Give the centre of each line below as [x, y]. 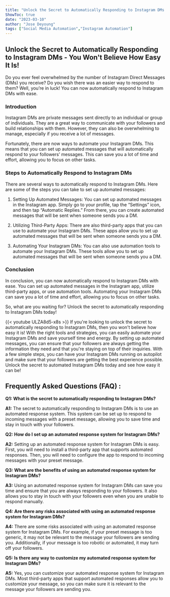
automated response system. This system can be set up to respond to [78, 414]
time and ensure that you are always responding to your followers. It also [81, 491]
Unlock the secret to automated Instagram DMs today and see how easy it [83, 365]
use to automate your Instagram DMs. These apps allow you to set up [85, 231]
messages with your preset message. [44, 460]
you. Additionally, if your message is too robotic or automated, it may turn [82, 542]
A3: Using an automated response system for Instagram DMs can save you [84, 485]
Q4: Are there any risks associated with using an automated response [80, 511]
